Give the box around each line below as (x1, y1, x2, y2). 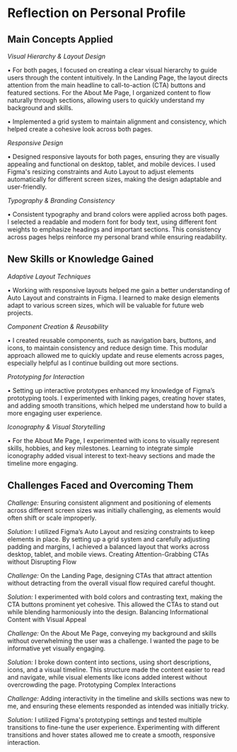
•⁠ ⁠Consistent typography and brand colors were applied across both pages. (7, 210, 228, 218)
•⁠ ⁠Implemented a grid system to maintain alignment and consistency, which (7, 117, 227, 126)
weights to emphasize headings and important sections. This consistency (7, 225, 221, 234)
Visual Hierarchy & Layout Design (7, 52, 106, 60)
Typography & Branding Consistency (7, 197, 115, 205)
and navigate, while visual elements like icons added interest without (7, 672, 207, 681)
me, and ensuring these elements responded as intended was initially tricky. (7, 702, 229, 710)
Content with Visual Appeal (7, 615, 87, 623)
